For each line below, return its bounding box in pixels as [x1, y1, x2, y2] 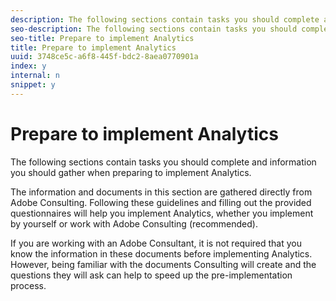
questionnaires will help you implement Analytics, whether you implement [10, 207, 314, 219]
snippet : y [10, 80, 56, 90]
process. [10, 279, 47, 291]
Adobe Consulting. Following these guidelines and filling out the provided [10, 196, 312, 208]
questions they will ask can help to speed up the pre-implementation [10, 269, 293, 281]
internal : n [10, 71, 60, 81]
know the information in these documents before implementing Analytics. [10, 247, 313, 260]
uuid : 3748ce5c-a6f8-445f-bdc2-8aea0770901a [10, 52, 199, 62]
